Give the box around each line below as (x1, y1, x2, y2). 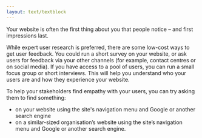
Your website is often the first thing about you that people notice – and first (6, 25, 194, 33)
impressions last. (6, 31, 49, 39)
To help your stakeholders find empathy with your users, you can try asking (6, 87, 195, 94)
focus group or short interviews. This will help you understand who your (6, 69, 186, 76)
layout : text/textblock (6, 8, 67, 15)
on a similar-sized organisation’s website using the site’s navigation (15, 119, 183, 126)
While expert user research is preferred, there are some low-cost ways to (6, 44, 190, 51)
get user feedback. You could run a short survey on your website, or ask (6, 50, 187, 57)
